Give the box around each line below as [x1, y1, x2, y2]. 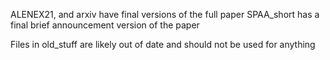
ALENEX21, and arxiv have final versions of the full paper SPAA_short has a [10, 9, 320, 20]
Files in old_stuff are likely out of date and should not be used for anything [10, 39, 316, 50]
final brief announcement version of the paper [10, 19, 200, 31]
